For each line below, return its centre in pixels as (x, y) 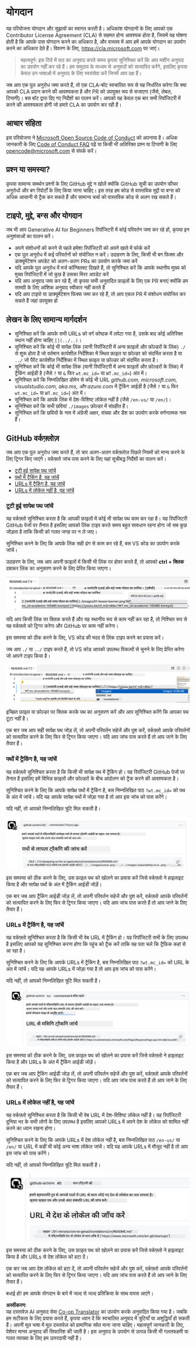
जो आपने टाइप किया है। (28, 656)
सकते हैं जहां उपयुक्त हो (36, 301)
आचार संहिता (24, 123)
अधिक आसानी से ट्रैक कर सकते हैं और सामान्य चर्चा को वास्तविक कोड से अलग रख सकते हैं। (91, 197)
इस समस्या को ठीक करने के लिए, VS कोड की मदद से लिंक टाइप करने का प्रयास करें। (85, 637)
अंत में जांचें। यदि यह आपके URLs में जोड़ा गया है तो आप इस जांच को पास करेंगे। (81, 969)
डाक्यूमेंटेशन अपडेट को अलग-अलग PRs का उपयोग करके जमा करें (76, 261)
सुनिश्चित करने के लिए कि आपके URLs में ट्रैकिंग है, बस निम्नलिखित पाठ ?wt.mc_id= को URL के (98, 963)
